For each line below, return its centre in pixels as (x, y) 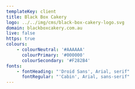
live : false (21, 33)
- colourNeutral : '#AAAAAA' (51, 50)
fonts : (14, 66)
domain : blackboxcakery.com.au (44, 28)
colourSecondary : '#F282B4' (56, 60)
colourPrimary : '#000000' (53, 55)
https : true (21, 39)
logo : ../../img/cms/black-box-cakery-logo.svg (65, 22)
